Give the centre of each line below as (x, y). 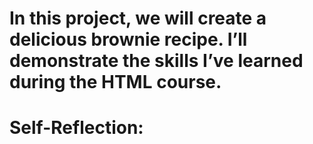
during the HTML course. (115, 82)
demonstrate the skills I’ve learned (156, 61)
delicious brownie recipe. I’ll (128, 39)
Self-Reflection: (76, 128)
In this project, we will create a (138, 18)
